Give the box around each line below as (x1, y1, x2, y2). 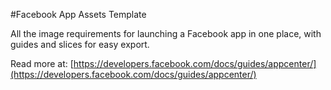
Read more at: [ (10, 58, 74, 69)
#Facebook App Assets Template (10, 9, 147, 20)
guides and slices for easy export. (10, 39, 150, 50)
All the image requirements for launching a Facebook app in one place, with (10, 28, 322, 39)
